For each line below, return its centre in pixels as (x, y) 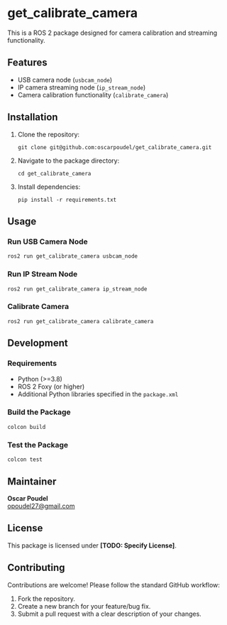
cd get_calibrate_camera (54, 173)
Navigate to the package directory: (68, 161)
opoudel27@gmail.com (41, 506)
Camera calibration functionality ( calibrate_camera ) (93, 94)
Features (27, 63)
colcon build (27, 427)
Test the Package (38, 445)
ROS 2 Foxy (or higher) (51, 386)
